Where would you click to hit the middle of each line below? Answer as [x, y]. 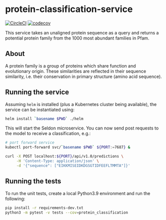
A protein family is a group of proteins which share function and [71, 65]
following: [15, 198]
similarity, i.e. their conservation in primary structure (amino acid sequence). [83, 76]
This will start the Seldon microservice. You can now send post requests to [82, 128]
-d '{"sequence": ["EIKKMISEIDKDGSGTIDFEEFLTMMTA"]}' [73, 165]
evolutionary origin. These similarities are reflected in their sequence [76, 71]
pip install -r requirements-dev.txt [44, 208]
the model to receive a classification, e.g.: [48, 133]
